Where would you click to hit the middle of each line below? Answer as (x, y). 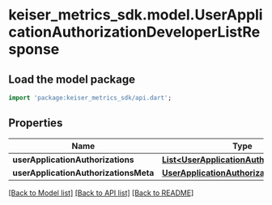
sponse (34, 49)
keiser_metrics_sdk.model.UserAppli (136, 15)
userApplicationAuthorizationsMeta (83, 173)
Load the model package (72, 79)
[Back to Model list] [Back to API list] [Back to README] (101, 193)
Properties (36, 123)
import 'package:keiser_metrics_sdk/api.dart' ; (90, 98)
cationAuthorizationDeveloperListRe (134, 32)
